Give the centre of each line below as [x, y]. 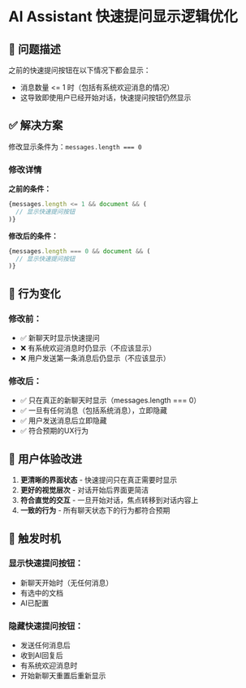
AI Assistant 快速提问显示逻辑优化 [123, 17]
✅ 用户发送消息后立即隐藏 [63, 421]
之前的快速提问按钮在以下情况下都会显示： [80, 70]
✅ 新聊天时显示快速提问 [60, 338]
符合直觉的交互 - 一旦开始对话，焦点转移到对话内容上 [109, 501]
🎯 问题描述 [35, 49]
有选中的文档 [41, 592]
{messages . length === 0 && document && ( [80, 251]
